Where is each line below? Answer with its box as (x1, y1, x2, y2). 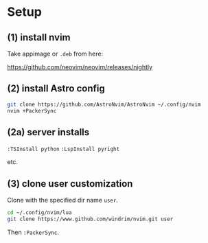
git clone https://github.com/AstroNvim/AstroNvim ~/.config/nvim (7, 101, 201, 108)
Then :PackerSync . (7, 228, 60, 236)
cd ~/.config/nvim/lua (7, 209, 72, 216)
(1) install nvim (7, 32, 71, 43)
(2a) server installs (7, 126, 90, 138)
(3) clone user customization (7, 178, 133, 189)
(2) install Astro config (7, 83, 105, 95)
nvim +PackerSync (7, 107, 57, 114)
